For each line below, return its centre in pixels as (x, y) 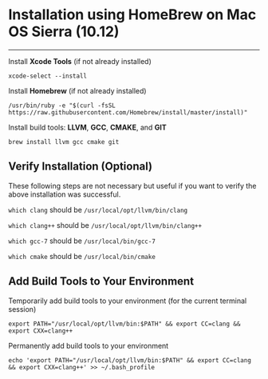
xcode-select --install (48, 76)
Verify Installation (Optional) (81, 167)
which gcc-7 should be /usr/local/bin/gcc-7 (82, 241)
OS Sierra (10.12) (64, 32)
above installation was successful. (65, 194)
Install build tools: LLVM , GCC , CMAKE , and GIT (88, 127)
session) (22, 309)
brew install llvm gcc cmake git (64, 142)
